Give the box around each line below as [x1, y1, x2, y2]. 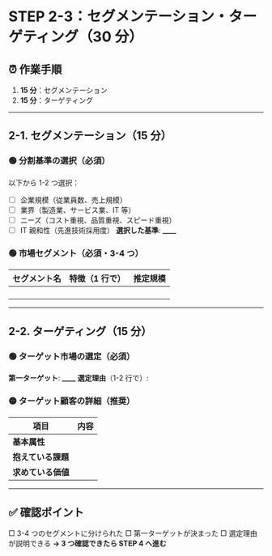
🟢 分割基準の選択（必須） [8, 155, 111, 167]
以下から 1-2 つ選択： [8, 177, 80, 187]
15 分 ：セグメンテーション [19, 86, 108, 95]
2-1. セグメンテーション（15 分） [8, 129, 172, 142]
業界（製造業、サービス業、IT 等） [19, 205, 136, 214]
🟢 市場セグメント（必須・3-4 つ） [8, 248, 144, 259]
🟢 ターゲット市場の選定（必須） [8, 350, 135, 362]
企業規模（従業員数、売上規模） [19, 195, 127, 205]
